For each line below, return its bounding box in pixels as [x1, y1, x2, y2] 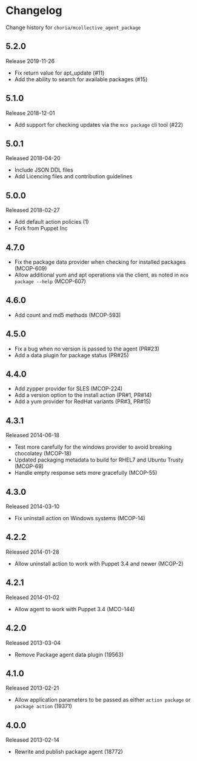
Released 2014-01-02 [5, 594, 60, 601]
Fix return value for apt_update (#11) [14, 69, 105, 76]
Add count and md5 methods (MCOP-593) [14, 311, 121, 318]
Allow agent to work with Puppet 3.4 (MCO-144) [14, 605, 135, 612]
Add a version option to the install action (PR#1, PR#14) [14, 392, 152, 399]
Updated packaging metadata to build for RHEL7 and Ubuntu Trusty [14, 456, 184, 464]
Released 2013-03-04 [5, 639, 61, 646]
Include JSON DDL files [14, 166, 73, 173]
